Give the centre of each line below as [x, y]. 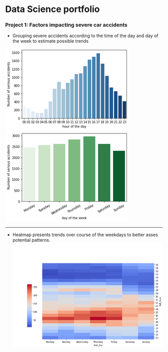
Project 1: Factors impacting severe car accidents [66, 25]
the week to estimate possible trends [50, 41]
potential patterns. [31, 240]
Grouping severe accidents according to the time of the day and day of [85, 36]
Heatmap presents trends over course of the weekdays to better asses [85, 235]
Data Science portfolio [52, 9]
